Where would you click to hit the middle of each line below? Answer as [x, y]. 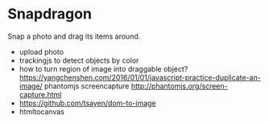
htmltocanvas [42, 111]
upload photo [41, 51]
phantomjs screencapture [87, 86]
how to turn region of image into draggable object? [103, 68]
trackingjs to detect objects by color [79, 60]
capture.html [40, 94]
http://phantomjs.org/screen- [179, 86]
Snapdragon [50, 14]
